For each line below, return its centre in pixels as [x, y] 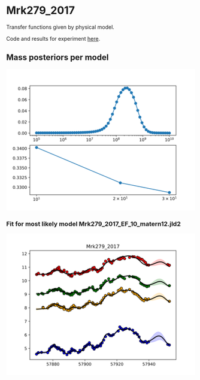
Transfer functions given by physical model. [60, 27]
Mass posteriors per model [57, 58]
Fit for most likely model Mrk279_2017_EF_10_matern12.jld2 [93, 224]
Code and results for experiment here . [53, 38]
